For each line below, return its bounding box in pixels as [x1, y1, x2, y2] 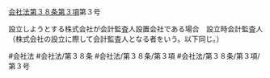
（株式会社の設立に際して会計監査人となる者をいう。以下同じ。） [8, 35, 224, 43]
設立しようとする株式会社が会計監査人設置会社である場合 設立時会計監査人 [8, 24, 264, 34]
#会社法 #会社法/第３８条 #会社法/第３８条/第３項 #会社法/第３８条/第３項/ [8, 51, 260, 60]
